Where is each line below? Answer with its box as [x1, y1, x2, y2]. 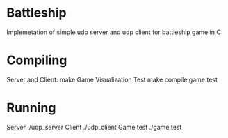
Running [6, 100, 56, 116]
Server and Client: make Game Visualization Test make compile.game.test [6, 75, 218, 84]
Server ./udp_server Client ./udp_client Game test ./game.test [6, 123, 182, 131]
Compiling [6, 52, 67, 68]
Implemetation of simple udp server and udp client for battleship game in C [6, 28, 222, 36]
